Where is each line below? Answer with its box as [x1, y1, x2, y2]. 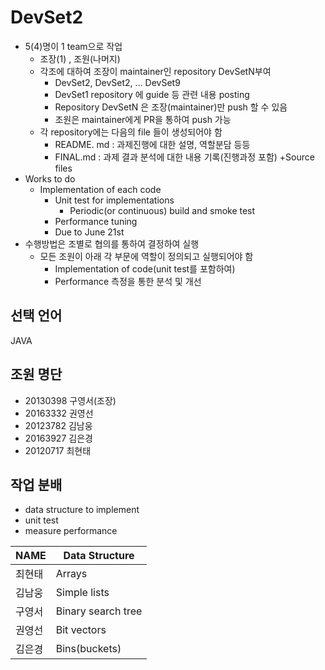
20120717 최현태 [24, 444, 92, 456]
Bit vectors [55, 623, 107, 637]
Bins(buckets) [55, 642, 122, 656]
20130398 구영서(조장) [24, 394, 117, 406]
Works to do [24, 172, 76, 185]
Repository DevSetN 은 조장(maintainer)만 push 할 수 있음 [54, 101, 288, 113]
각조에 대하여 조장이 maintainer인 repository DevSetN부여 [39, 65, 272, 77]
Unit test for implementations [54, 194, 175, 206]
